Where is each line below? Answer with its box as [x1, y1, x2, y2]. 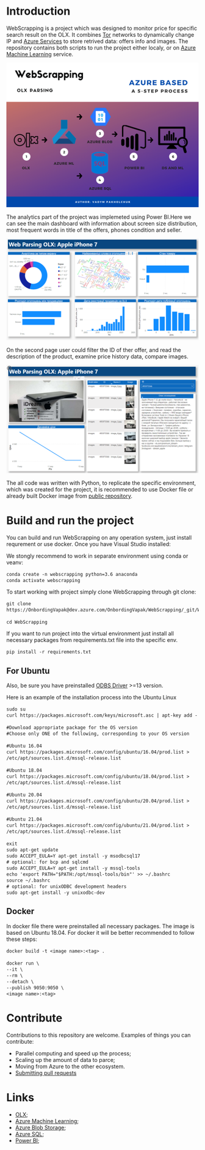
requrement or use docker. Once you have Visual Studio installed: [6, 540, 171, 548]
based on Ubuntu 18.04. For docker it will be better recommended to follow [6, 929, 195, 936]
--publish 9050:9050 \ [6, 984, 64, 991]
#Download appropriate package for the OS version [6, 724, 138, 731]
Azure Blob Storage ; [15, 1124, 66, 1131]
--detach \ [6, 978, 34, 985]
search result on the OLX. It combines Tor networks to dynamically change [6, 31, 195, 38]
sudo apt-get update [6, 847, 59, 853]
